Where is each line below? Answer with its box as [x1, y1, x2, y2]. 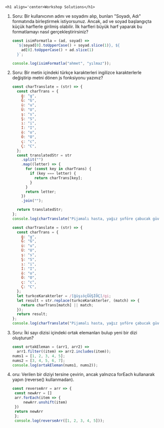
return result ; [17, 312, 48, 317]
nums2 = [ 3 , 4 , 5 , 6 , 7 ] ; [12, 358, 65, 363]
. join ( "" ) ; [21, 199, 44, 203]
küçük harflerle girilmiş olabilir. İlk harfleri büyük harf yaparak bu [12, 24, 142, 29]
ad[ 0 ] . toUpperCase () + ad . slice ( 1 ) [21, 47, 94, 52]
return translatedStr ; [17, 207, 63, 212]
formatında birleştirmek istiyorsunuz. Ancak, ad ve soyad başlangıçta [12, 19, 152, 24]
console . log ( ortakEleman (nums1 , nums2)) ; [12, 363, 98, 368]
